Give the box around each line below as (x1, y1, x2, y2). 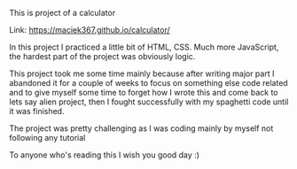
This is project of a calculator (9, 8, 116, 18)
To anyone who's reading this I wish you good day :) (9, 150, 199, 160)
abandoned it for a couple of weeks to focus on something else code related (9, 78, 288, 88)
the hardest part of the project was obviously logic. (9, 51, 196, 61)
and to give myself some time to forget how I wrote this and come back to (9, 88, 278, 97)
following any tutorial (9, 133, 86, 142)
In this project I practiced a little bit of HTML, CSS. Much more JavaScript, (9, 42, 279, 52)
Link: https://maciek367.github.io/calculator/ (9, 25, 170, 35)
